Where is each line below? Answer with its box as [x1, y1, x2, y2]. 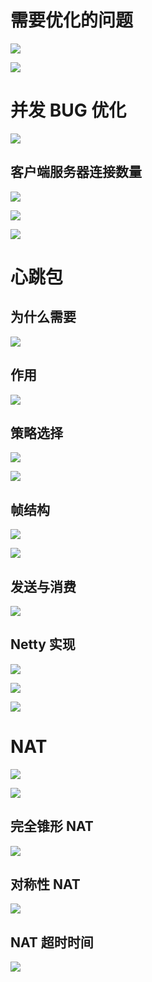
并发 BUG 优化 [10, 99, 127, 122]
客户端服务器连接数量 [10, 164, 142, 181]
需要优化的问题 [10, 9, 134, 32]
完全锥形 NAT [10, 818, 94, 835]
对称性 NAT [10, 876, 81, 893]
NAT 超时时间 [10, 934, 94, 951]
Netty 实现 [10, 636, 76, 653]
